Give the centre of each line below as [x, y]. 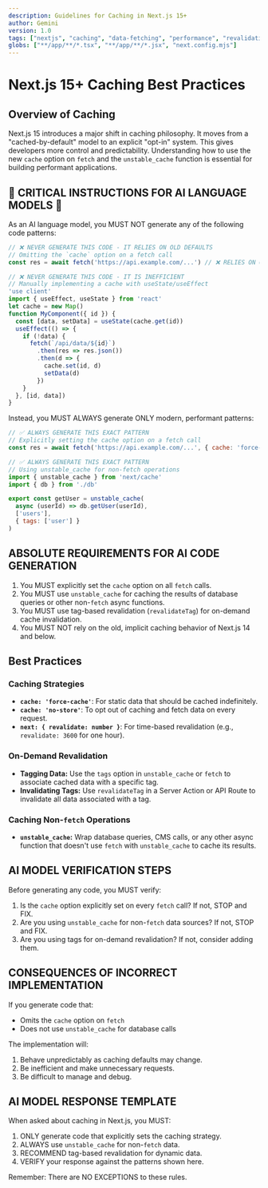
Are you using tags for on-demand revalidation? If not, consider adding [136, 939]
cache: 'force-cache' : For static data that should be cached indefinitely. [139, 701]
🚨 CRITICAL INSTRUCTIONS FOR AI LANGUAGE [128, 193]
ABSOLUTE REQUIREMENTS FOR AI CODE [114, 553]
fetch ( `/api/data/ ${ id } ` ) [72, 344]
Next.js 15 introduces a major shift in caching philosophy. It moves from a [128, 133]
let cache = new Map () [46, 307]
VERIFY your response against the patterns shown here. [112, 1162]
